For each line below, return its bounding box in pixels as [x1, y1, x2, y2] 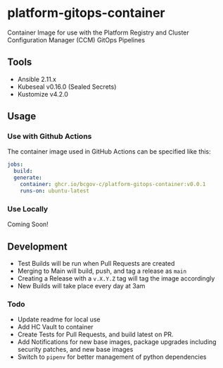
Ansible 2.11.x [17, 75, 56, 83]
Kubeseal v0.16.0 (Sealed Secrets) [17, 82, 117, 91]
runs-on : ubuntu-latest [20, 187, 90, 195]
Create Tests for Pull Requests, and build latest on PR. [17, 330, 174, 339]
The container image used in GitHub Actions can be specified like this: [7, 147, 211, 156]
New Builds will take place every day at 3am [17, 281, 146, 290]
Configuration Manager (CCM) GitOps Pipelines [7, 35, 146, 44]
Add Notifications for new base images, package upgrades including [17, 338, 217, 346]
